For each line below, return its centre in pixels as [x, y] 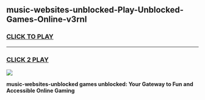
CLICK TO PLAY [30, 37]
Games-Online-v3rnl [47, 20]
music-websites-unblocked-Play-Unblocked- [95, 10]
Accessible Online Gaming [41, 90]
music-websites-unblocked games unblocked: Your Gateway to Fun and [100, 84]
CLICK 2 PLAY [27, 59]
